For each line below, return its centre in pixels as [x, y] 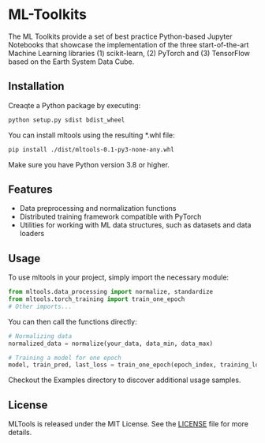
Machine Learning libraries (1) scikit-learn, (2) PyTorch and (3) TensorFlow [129, 53]
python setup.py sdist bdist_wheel [67, 120]
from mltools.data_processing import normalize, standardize [111, 292]
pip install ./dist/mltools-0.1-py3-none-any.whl [91, 149]
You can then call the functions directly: [73, 321]
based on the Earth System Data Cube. [71, 62]
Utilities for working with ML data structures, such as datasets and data [135, 225]
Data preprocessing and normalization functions [98, 208]
